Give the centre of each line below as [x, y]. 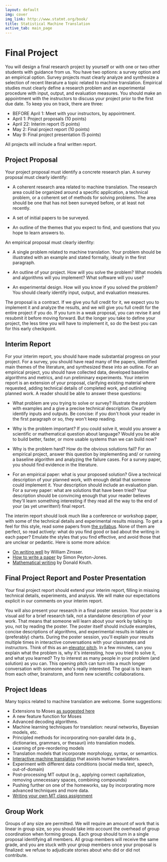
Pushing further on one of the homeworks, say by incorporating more [84, 785]
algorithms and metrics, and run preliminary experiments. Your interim [77, 377]
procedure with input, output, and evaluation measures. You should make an [83, 93]
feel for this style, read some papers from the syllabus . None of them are [80, 526]
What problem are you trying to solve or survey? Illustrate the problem [84, 403]
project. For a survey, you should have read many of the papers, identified [81, 361]
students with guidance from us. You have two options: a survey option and [83, 72]
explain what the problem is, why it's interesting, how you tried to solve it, [81, 653]
